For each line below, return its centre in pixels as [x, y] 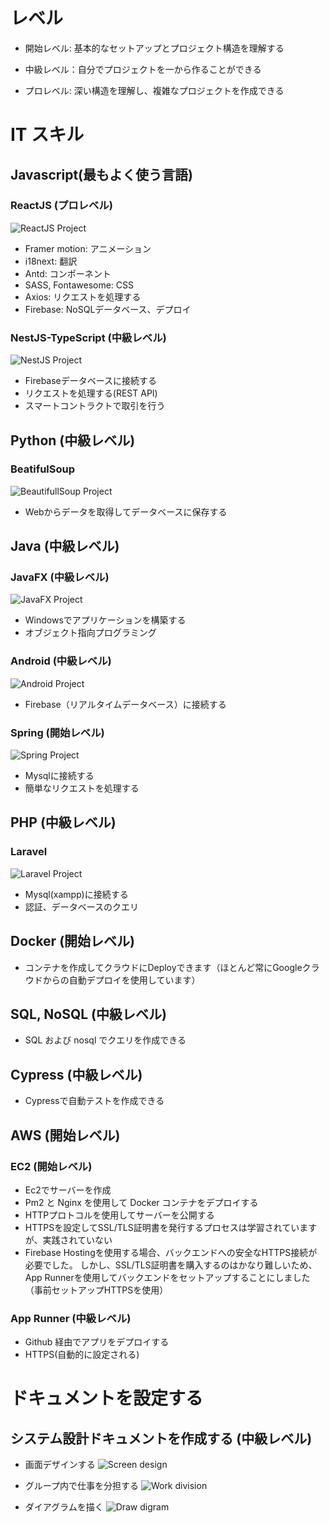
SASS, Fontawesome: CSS [79, 285]
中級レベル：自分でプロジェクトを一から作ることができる [143, 69]
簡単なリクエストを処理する [82, 788]
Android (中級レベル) [61, 661]
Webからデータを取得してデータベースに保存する [126, 511]
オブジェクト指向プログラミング [90, 633]
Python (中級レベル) [73, 440]
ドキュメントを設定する [107, 1398]
